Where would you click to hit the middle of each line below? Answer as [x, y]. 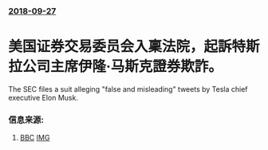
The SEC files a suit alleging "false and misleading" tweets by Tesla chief [128, 89]
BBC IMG [35, 138]
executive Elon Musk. [43, 97]
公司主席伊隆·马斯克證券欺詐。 [123, 67]
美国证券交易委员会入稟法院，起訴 [120, 47]
